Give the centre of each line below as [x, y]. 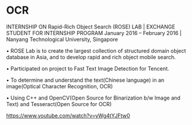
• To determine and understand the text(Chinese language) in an [85, 80]
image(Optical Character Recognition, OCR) [59, 86]
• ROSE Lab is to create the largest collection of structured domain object [96, 50]
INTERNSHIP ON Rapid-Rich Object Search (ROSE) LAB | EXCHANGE [91, 27]
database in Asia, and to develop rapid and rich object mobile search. [91, 57]
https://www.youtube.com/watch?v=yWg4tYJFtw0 [68, 116]
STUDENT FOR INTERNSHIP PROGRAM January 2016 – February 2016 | [94, 33]
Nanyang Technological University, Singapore [62, 39]
